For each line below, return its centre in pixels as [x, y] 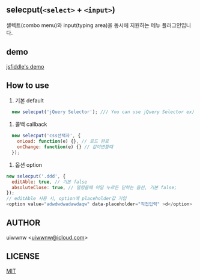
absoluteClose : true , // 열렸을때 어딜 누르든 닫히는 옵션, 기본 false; [94, 187]
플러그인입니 [176, 25]
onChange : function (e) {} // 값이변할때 [65, 147]
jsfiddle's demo [25, 66]
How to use [28, 86]
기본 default [29, 101]
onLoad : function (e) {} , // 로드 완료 [63, 142]
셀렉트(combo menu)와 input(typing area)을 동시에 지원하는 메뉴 [83, 25]
